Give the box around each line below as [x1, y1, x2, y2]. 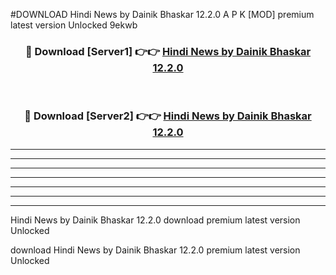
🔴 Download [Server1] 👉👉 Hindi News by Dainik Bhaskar [24, 44, 312, 58]
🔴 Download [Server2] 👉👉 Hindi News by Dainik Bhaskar [24, 109, 312, 123]
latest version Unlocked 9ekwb [10, 19, 138, 31]
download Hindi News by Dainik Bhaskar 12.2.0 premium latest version [10, 244, 301, 256]
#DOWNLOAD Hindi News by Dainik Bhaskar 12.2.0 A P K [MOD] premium [10, 9, 315, 20]
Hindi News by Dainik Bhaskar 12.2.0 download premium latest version [10, 214, 301, 226]
